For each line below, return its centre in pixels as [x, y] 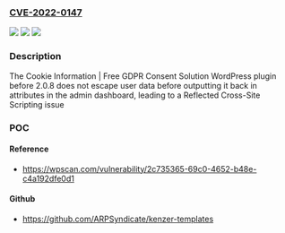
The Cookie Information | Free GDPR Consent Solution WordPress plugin [143, 76]
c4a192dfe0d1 [48, 178]
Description [35, 56]
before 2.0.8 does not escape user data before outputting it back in [134, 85]
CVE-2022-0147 [46, 13]
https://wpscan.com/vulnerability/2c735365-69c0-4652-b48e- [139, 168]
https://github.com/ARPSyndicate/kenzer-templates [118, 219]
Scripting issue [37, 104]
